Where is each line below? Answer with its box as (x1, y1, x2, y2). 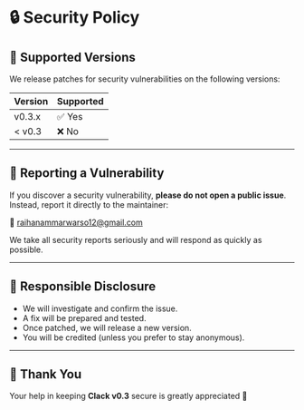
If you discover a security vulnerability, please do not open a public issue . (9, 190, 287, 200)
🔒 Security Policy (9, 7, 140, 28)
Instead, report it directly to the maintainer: (9, 199, 169, 210)
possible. (9, 244, 43, 255)
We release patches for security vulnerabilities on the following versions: (9, 73, 280, 84)
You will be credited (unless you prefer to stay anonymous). (22, 332, 245, 343)
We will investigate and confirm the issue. (22, 303, 178, 314)
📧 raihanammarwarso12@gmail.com (9, 217, 143, 228)
